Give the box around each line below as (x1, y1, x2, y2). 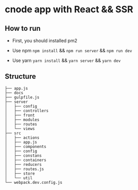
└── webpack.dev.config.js (5, 180, 63, 185)
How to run (5, 24, 41, 33)
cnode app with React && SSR (5, 4, 133, 15)
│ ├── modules (5, 117, 40, 122)
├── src (5, 131, 22, 136)
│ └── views (5, 126, 35, 131)
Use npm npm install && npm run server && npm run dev (12, 48, 132, 53)
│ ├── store (5, 171, 35, 176)
